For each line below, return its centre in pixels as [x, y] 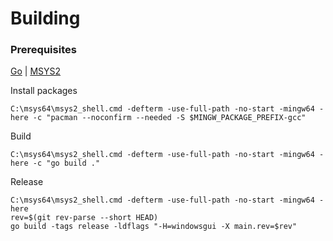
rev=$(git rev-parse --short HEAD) [84, 218]
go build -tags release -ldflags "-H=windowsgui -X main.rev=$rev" [154, 227]
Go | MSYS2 [36, 71]
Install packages [44, 91]
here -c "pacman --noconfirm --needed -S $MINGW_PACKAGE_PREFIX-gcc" [158, 118]
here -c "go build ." [55, 163]
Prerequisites [43, 50]
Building [45, 18]
